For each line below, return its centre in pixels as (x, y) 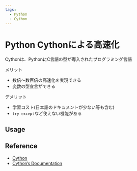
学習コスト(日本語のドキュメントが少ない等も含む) (63, 107)
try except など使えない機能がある (47, 113)
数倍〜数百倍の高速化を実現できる (47, 80)
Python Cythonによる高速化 (62, 45)
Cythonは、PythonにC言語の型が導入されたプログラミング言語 (68, 59)
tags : (11, 10)
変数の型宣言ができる (34, 86)
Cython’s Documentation (37, 163)
